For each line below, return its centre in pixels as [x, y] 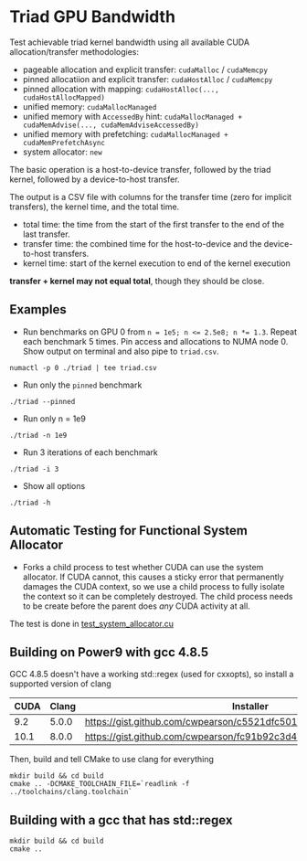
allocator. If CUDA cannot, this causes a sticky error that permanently [153, 577]
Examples [38, 309]
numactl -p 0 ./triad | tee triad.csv [83, 367]
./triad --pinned [42, 401]
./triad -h [30, 503]
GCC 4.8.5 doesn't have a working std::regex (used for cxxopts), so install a [152, 675]
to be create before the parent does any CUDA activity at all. [137, 606]
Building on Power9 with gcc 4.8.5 [109, 652]
